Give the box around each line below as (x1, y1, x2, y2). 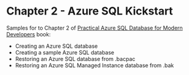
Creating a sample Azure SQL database (15, 48, 115, 56)
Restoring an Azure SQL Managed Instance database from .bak (15, 62, 174, 69)
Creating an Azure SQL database (15, 42, 98, 50)
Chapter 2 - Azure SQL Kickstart (6, 4, 173, 18)
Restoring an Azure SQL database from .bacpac (15, 55, 135, 62)
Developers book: (6, 30, 51, 37)
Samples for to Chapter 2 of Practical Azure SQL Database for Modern (6, 24, 183, 31)
